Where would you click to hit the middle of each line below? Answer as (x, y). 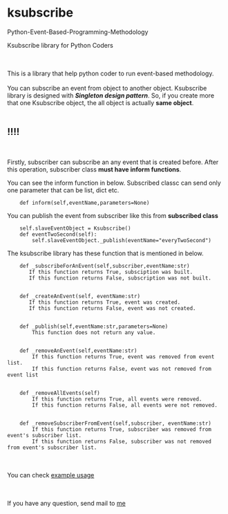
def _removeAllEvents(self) (60, 393)
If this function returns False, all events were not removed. (125, 405)
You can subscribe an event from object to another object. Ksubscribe (107, 88)
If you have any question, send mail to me (66, 503)
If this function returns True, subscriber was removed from (122, 429)
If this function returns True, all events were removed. (117, 399)
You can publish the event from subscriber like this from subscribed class (113, 215)
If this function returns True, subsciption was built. (111, 272)
